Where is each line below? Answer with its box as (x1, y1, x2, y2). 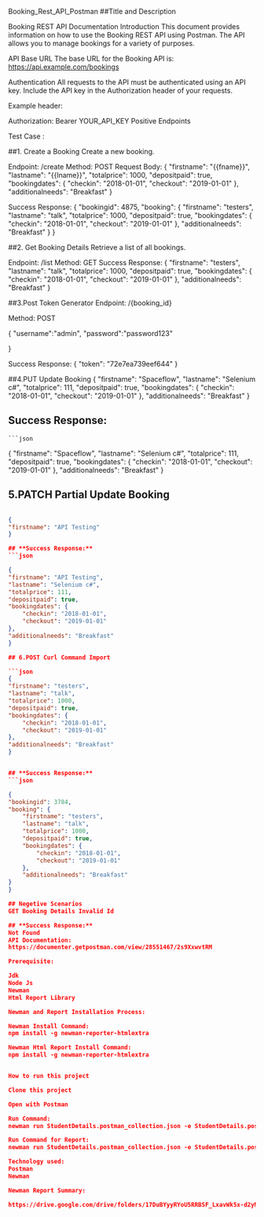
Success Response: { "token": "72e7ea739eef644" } (8, 360, 178, 368)
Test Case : (8, 131, 45, 141)
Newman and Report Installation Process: (8, 1008, 146, 1016)
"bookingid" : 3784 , (8, 798, 72, 806)
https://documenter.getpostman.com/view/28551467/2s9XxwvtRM (8, 943, 213, 951)
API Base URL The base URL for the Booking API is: (8, 54, 174, 63)
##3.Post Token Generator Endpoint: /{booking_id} (8, 298, 173, 308)
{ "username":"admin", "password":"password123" (8, 329, 173, 337)
